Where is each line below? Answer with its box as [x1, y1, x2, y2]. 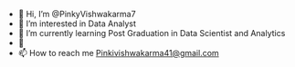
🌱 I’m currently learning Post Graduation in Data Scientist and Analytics [17, 28, 286, 38]
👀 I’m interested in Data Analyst [17, 18, 137, 29]
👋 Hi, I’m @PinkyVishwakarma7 [17, 9, 136, 19]
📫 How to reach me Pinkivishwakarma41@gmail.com [17, 48, 219, 58]
